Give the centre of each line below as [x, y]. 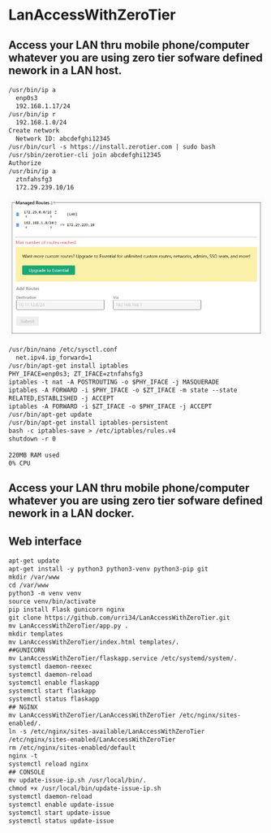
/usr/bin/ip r [32, 115]
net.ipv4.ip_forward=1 [54, 358]
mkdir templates [36, 634]
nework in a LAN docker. [72, 514]
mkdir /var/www [34, 577]
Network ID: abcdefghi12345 [63, 139]
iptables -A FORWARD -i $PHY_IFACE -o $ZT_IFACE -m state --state [123, 390]
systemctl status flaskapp [54, 699]
